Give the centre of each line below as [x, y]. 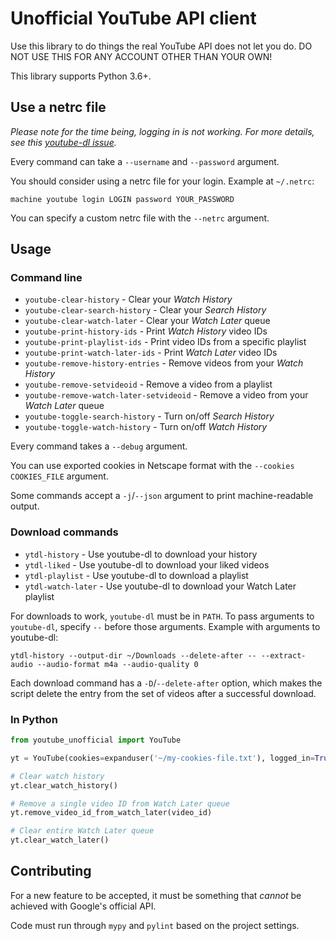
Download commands [64, 532]
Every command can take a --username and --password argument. [145, 161]
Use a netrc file [58, 107]
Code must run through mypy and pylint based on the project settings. [155, 925]
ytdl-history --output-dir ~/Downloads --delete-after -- [133, 655]
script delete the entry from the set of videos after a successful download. [163, 693]
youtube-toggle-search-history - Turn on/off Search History [149, 416]
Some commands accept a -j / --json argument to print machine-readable [162, 496]
